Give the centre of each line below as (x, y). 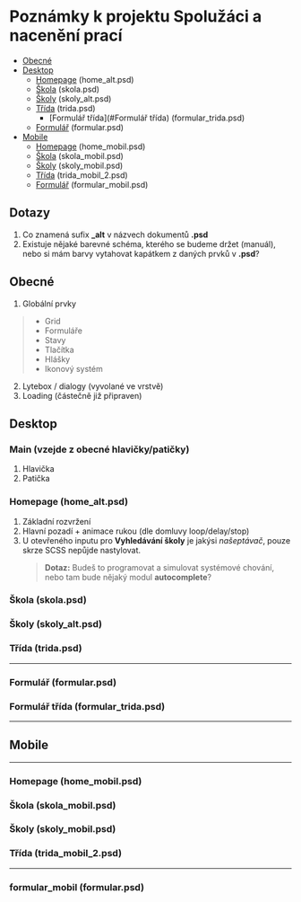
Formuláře (64, 331)
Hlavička (39, 469)
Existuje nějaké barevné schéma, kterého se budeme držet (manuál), (149, 243)
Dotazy (30, 213)
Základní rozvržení (56, 521)
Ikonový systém (73, 368)
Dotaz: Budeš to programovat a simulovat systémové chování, (159, 567)
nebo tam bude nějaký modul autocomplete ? (128, 577)
